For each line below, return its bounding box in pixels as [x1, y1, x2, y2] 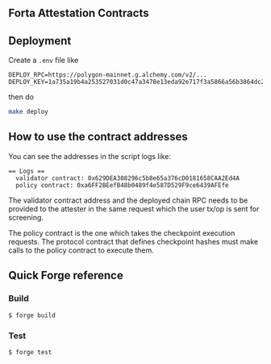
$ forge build [8, 311, 56, 320]
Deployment [8, 34, 72, 48]
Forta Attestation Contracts [8, 6, 149, 20]
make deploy [8, 108, 48, 116]
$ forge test [8, 348, 52, 356]
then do [8, 92, 35, 102]
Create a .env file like [8, 56, 79, 65]
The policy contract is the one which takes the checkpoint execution [8, 228, 236, 237]
